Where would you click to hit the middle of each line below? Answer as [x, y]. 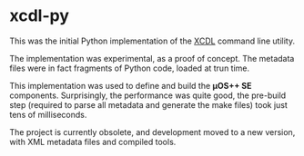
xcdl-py [40, 16]
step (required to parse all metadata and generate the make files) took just [149, 104]
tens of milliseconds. [48, 114]
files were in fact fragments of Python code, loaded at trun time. [130, 68]
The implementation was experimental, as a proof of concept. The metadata [152, 58]
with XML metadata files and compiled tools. [93, 141]
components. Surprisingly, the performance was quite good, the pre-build [148, 95]
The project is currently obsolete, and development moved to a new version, [152, 132]
